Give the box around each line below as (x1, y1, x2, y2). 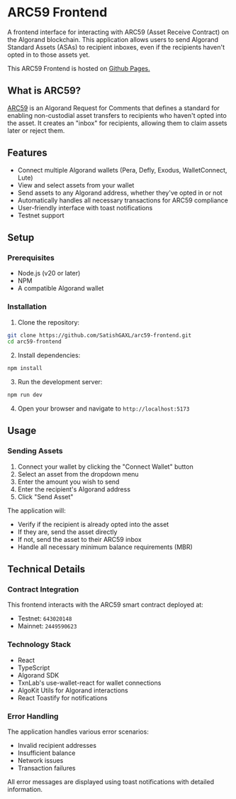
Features (7, 147, 47, 159)
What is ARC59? (7, 85, 82, 97)
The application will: (7, 506, 66, 515)
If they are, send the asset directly (17, 527, 118, 536)
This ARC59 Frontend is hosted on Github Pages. (7, 64, 150, 72)
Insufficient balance (17, 749, 76, 757)
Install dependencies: (17, 351, 81, 359)
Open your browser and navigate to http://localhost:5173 (17, 404, 190, 413)
